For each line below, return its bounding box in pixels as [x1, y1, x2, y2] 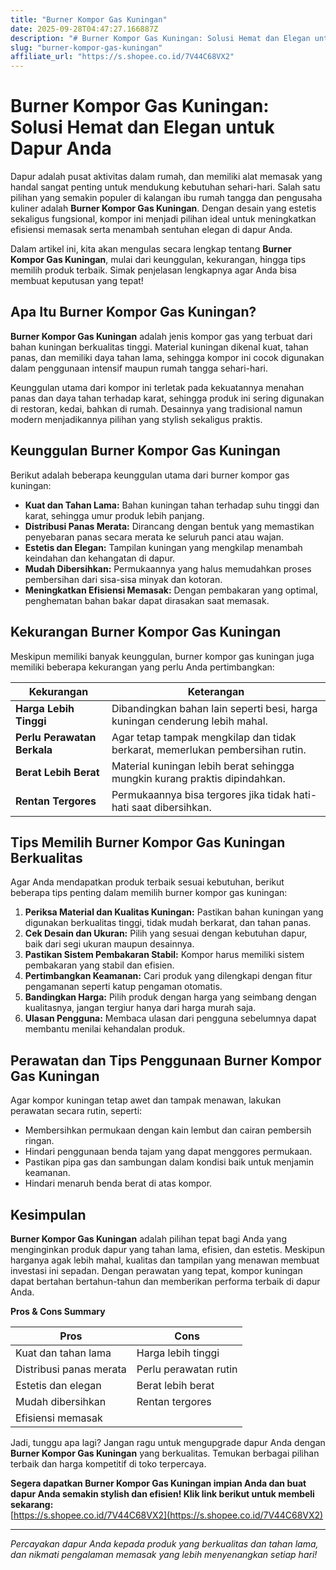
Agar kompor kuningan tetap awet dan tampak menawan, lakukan [10, 1094, 282, 1106]
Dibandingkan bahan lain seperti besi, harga [111, 701, 318, 715]
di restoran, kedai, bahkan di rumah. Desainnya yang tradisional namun [10, 402, 303, 415]
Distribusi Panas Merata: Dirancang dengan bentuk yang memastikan [24, 520, 315, 532]
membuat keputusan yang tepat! [10, 275, 144, 287]
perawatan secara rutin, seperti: [10, 1105, 143, 1117]
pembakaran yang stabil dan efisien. [24, 959, 175, 971]
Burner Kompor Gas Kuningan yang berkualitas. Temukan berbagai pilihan [10, 1447, 320, 1459]
